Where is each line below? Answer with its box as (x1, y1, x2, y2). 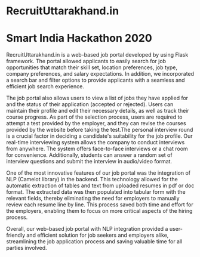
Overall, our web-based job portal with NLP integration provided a (6, 225, 168, 233)
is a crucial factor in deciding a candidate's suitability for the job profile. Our (6, 132, 193, 140)
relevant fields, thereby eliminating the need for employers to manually (6, 195, 180, 202)
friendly (6, 231, 26, 239)
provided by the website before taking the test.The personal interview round (6, 126, 193, 134)
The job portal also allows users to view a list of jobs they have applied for (6, 94, 189, 102)
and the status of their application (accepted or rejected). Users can (6, 101, 174, 108)
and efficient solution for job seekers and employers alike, (26, 231, 169, 239)
